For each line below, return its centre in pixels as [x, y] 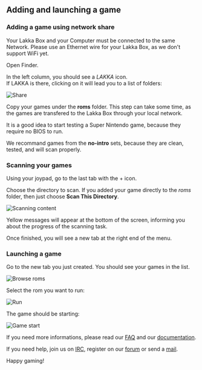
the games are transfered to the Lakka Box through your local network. [94, 113]
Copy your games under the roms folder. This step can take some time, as [99, 107]
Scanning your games [39, 165]
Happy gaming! [25, 361]
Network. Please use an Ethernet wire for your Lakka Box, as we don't [93, 47]
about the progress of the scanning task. [57, 226]
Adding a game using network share [60, 27]
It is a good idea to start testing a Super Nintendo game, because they [94, 125]
